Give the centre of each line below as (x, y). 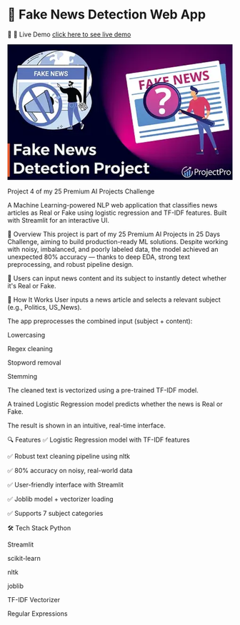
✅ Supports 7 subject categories (55, 514)
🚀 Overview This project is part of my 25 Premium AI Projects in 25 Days (114, 234)
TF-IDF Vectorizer (34, 600)
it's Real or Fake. (32, 286)
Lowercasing (26, 335)
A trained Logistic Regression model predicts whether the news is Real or (115, 404)
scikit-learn (24, 559)
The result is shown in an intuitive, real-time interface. (87, 426)
